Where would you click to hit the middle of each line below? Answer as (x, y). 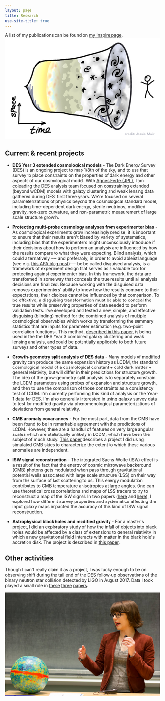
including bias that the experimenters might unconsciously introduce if (83, 243)
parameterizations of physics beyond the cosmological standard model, (85, 201)
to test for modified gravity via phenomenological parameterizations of (84, 404)
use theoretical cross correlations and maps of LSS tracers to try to (80, 491)
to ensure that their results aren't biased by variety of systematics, (79, 237)
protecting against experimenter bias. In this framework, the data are (82, 274)
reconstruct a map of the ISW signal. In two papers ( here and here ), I (82, 496)
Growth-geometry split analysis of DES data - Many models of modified (86, 357)
